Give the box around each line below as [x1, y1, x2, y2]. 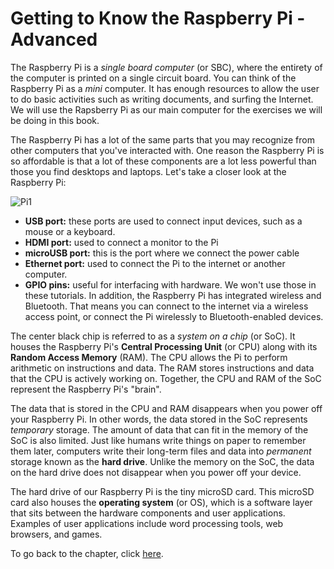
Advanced [10, 28, 98, 51]
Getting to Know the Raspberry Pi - [10, 7, 306, 30]
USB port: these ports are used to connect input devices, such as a [24, 215, 303, 227]
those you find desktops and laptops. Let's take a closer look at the [10, 165, 287, 177]
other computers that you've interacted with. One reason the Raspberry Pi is [10, 144, 325, 156]
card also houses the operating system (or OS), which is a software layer [10, 496, 313, 508]
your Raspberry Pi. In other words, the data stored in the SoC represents [10, 413, 308, 425]
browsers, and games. [10, 528, 103, 540]
